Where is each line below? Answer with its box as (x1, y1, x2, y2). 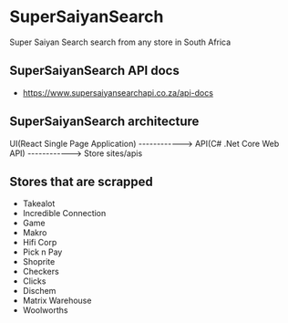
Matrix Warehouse (22, 295, 92, 307)
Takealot (22, 198, 56, 209)
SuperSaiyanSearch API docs (9, 63, 180, 78)
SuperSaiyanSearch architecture (9, 114, 200, 130)
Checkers (22, 266, 59, 277)
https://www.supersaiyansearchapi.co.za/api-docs (22, 87, 214, 98)
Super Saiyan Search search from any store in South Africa (9, 36, 231, 47)
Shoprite (22, 256, 56, 267)
